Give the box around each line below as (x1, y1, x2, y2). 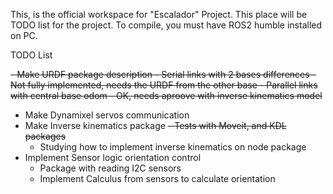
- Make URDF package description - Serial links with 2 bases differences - (10, 69, 317, 80)
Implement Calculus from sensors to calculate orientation (39, 173, 276, 184)
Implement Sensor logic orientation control (24, 152, 202, 163)
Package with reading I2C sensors (39, 162, 182, 174)
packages (24, 130, 67, 142)
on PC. (10, 30, 38, 41)
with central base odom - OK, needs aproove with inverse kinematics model (10, 90, 323, 101)
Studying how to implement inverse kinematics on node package (39, 141, 307, 153)
